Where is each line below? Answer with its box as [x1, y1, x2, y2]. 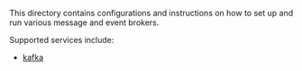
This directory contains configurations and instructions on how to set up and [9, 8, 294, 18]
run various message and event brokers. [9, 17, 160, 28]
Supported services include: [9, 35, 114, 45]
